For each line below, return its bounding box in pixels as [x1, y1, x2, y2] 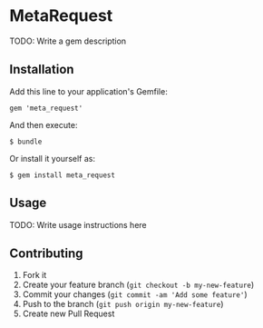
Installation [9, 62, 74, 77]
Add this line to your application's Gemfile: [9, 85, 168, 96]
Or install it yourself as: [9, 153, 95, 164]
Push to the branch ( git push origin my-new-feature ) [22, 299, 224, 310]
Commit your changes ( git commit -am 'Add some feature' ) [22, 289, 248, 300]
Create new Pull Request [22, 308, 115, 319]
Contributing [9, 245, 83, 261]
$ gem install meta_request [9, 170, 116, 180]
